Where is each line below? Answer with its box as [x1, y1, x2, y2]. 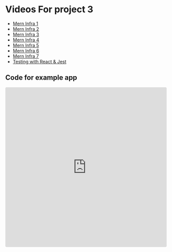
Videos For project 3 [5, 4, 94, 15]
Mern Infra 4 [12, 37, 39, 43]
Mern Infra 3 [12, 31, 39, 37]
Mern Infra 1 [12, 20, 38, 27]
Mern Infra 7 [12, 53, 39, 59]
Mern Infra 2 [12, 26, 39, 32]
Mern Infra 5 [12, 42, 39, 48]
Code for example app [5, 73, 78, 82]
